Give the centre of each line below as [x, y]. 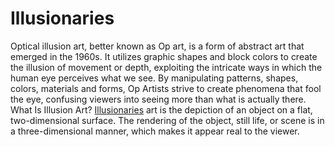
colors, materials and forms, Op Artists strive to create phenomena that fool [166, 88]
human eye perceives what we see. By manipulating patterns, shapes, [154, 78]
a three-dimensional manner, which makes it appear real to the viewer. [155, 131]
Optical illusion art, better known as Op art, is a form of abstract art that [157, 46]
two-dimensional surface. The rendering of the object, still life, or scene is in [167, 120]
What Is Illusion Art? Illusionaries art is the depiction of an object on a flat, [161, 109]
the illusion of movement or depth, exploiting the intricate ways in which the [166, 67]
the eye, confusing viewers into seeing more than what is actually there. [158, 99]
